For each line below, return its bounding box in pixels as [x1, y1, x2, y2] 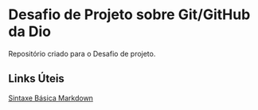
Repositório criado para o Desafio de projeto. [8, 49, 156, 58]
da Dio [8, 22, 52, 41]
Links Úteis [8, 72, 65, 85]
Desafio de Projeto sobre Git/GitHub [8, 6, 251, 24]
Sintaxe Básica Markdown [8, 93, 94, 103]
